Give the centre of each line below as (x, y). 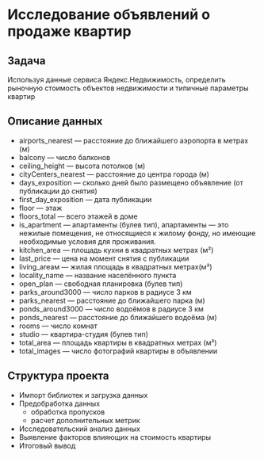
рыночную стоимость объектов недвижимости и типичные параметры (128, 88)
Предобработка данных (59, 403)
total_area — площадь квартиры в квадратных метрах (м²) (118, 342)
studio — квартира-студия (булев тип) (83, 334)
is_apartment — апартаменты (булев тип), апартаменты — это (124, 224)
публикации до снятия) (58, 191)
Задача (27, 61)
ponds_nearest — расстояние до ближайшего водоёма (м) (118, 317)
